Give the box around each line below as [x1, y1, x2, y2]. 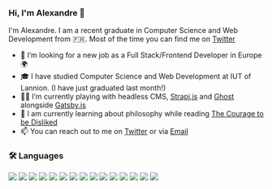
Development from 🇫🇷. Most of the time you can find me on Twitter [8, 34, 235, 44]
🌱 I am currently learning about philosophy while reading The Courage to [19, 109, 264, 119]
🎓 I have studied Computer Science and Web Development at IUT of [19, 72, 252, 82]
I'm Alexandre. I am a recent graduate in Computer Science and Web [8, 26, 238, 36]
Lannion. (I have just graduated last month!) [19, 83, 166, 93]
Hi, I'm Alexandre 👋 [8, 7, 85, 19]
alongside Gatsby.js [19, 100, 87, 110]
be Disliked [19, 117, 58, 128]
